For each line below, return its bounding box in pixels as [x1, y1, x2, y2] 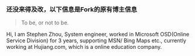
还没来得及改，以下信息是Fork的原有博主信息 [6, 5, 138, 13]
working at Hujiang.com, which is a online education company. [6, 43, 162, 51]
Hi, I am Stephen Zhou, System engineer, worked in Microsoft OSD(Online [6, 31, 190, 38]
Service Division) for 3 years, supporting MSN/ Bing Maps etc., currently [6, 37, 187, 44]
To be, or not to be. [21, 19, 69, 26]
